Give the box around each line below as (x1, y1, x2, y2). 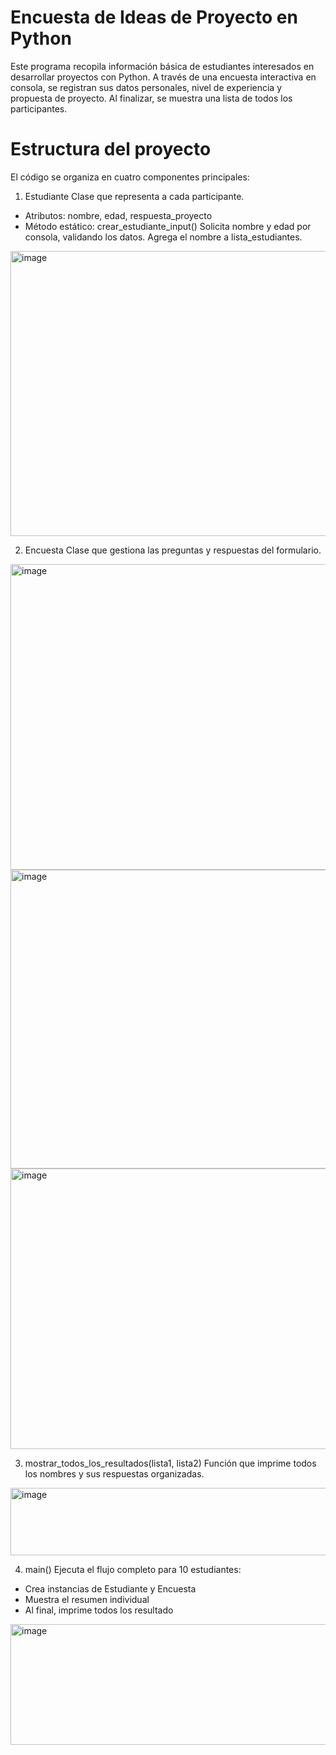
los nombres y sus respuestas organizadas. (24, 1467, 205, 1480)
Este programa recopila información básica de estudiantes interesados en (10, 60, 315, 72)
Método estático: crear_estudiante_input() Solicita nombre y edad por (24, 220, 312, 232)
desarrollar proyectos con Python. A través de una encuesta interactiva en (10, 71, 317, 83)
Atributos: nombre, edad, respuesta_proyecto (24, 209, 213, 221)
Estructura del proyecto (10, 138, 212, 161)
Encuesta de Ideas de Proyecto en (10, 6, 298, 29)
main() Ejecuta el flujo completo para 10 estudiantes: (24, 1563, 242, 1575)
